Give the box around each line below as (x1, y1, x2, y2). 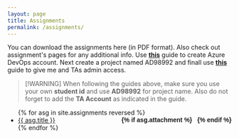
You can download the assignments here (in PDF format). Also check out (7, 43, 221, 52)
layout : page (7, 10, 46, 18)
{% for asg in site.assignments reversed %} (17, 108, 146, 117)
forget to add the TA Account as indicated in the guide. (24, 95, 187, 103)
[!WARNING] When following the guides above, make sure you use (24, 80, 221, 88)
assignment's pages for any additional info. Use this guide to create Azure (7, 51, 225, 59)
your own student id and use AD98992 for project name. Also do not (24, 87, 228, 96)
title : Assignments (7, 17, 65, 24)
